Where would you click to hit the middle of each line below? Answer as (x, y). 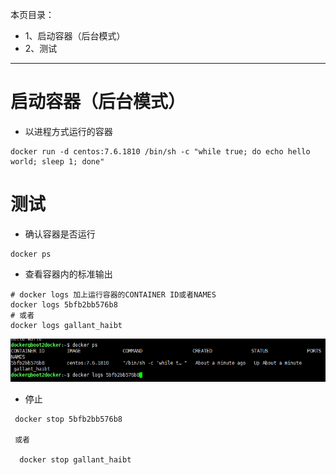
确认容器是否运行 (60, 234)
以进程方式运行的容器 (68, 131)
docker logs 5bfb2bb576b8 (64, 304)
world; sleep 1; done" (57, 161)
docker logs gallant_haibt (66, 325)
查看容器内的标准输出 (68, 274)
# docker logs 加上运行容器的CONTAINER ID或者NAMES (113, 294)
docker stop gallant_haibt (75, 459)
